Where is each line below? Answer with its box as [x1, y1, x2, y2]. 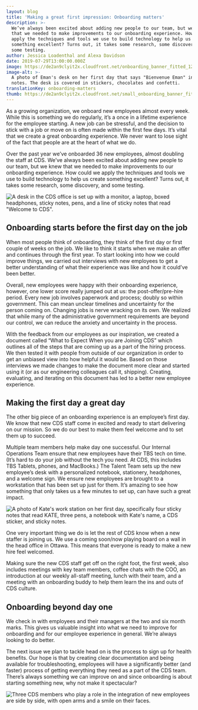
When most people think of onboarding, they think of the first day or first [6, 238, 183, 245]
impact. [6, 494, 25, 501]
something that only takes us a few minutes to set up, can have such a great [6, 488, 191, 495]
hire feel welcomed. [6, 548, 54, 556]
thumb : [6, 91, 22, 97]
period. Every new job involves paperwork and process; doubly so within [6, 294, 183, 301]
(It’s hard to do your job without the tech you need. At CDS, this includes [6, 456, 181, 463]
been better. [6, 270, 36, 277]
